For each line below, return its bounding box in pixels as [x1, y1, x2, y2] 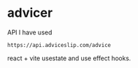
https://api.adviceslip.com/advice [7, 41, 111, 48]
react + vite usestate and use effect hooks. [7, 54, 131, 62]
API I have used [7, 28, 53, 36]
